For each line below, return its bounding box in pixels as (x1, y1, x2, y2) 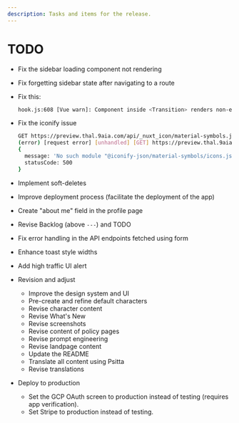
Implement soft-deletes (17, 179, 87, 187)
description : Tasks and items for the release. (7, 10, 152, 18)
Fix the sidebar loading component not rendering (17, 65, 162, 73)
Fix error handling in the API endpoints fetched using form (17, 234, 189, 242)
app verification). (28, 399, 79, 408)
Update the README (28, 350, 89, 358)
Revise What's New (28, 311, 86, 320)
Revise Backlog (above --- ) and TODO (17, 220, 131, 229)
